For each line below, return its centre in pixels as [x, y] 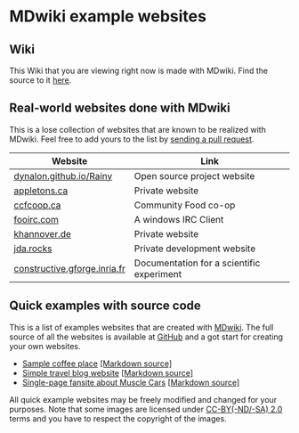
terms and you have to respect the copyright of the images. [118, 418]
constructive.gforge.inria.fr [70, 268]
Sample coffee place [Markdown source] [97, 364]
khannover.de [42, 233]
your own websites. [45, 346]
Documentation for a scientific [197, 263]
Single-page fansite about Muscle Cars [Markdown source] [131, 382]
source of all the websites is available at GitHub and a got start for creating [146, 337]
